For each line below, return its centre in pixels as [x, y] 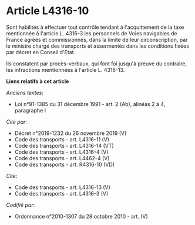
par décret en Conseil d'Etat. [41, 52]
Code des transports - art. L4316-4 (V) [61, 152]
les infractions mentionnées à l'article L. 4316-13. [65, 70]
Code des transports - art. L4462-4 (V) [62, 158]
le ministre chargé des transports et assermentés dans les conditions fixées [98, 46]
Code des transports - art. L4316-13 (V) [62, 187]
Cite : [12, 176]
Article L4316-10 [48, 11]
